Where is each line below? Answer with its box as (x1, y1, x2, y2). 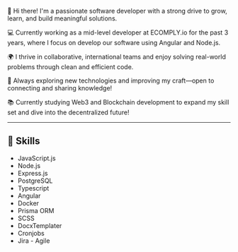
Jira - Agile (17, 236, 50, 245)
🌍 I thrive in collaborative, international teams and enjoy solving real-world (7, 53, 227, 61)
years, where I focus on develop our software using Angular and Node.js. (7, 39, 221, 47)
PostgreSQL (17, 176, 53, 185)
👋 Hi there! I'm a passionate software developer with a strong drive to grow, (7, 7, 228, 15)
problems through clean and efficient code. (7, 63, 134, 71)
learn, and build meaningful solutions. (7, 14, 118, 23)
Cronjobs (17, 229, 45, 237)
